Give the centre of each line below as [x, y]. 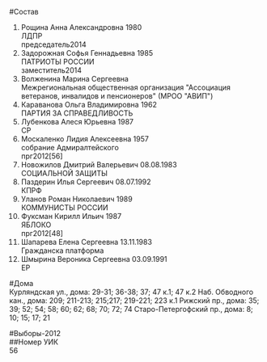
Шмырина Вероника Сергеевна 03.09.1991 [94, 259]
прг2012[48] [42, 233]
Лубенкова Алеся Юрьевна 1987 [77, 122]
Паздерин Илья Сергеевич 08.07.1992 [86, 182]
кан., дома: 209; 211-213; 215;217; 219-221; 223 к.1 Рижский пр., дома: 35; [134, 301]
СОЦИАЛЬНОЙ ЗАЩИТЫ [64, 173]
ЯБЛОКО [36, 225]
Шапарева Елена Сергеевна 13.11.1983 [87, 242]
